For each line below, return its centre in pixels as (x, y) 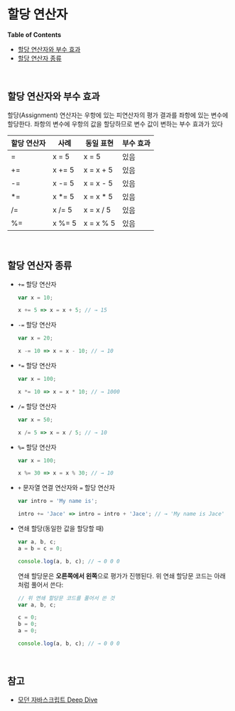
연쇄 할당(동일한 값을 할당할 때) (61, 528)
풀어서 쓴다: (47, 585)
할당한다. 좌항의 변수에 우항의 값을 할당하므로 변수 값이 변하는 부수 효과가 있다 (115, 124)
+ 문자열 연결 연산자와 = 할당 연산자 (66, 488)
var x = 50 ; (35, 420)
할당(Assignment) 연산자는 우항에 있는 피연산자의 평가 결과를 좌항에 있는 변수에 (118, 115)
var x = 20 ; (35, 338)
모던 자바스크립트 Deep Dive (58, 700)
